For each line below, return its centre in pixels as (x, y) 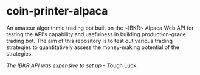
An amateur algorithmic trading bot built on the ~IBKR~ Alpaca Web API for (100, 28)
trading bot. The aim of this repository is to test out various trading (90, 41)
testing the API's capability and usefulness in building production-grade (96, 34)
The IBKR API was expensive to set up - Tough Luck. (72, 65)
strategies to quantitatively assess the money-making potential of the (93, 47)
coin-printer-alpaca (57, 11)
